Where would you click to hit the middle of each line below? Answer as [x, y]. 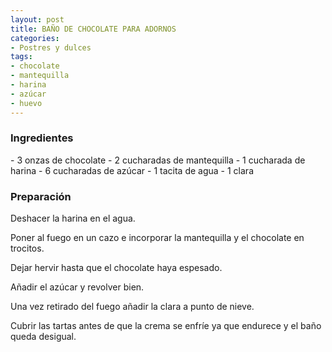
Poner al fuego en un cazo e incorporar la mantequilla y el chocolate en [157, 238]
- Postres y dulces [51, 47]
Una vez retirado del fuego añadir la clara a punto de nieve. [132, 307]
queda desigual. [43, 337]
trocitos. [27, 248]
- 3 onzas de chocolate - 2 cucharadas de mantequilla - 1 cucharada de [158, 160]
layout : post [37, 19]
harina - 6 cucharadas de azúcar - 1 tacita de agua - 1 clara [132, 170]
